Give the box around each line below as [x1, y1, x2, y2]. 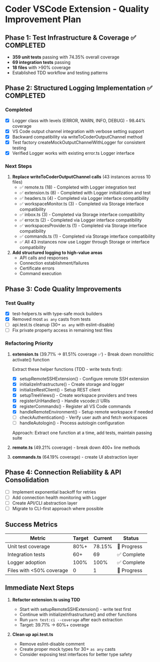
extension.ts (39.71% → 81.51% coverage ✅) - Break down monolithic [12, 351, 154, 357]
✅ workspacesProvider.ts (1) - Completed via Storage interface [19, 222, 147, 229]
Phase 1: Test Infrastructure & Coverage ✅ [5, 33, 136, 42]
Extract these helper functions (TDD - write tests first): [12, 366, 123, 372]
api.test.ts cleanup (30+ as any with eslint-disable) [12, 322, 115, 328]
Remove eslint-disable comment [19, 641, 85, 647]
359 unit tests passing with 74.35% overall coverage [12, 54, 120, 60]
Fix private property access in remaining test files [12, 328, 113, 333]
